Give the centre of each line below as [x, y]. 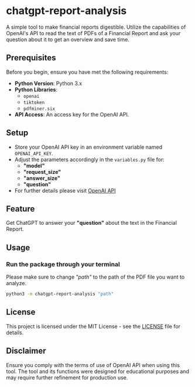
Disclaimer [26, 351]
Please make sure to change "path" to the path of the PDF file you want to [95, 277]
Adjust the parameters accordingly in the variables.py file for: [90, 159]
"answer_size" [42, 178]
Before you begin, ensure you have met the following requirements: [87, 72]
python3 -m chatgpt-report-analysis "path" [60, 294]
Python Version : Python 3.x [48, 83]
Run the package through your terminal [63, 264]
